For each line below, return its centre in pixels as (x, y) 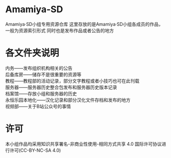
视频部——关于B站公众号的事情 (38, 106)
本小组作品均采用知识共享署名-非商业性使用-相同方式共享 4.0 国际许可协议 (83, 144)
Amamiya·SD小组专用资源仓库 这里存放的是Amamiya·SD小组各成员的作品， (84, 24)
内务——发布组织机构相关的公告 (39, 68)
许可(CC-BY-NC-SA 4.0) (35, 150)
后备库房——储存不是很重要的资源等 (43, 74)
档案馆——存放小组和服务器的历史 (41, 93)
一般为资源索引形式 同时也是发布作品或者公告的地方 (59, 30)
